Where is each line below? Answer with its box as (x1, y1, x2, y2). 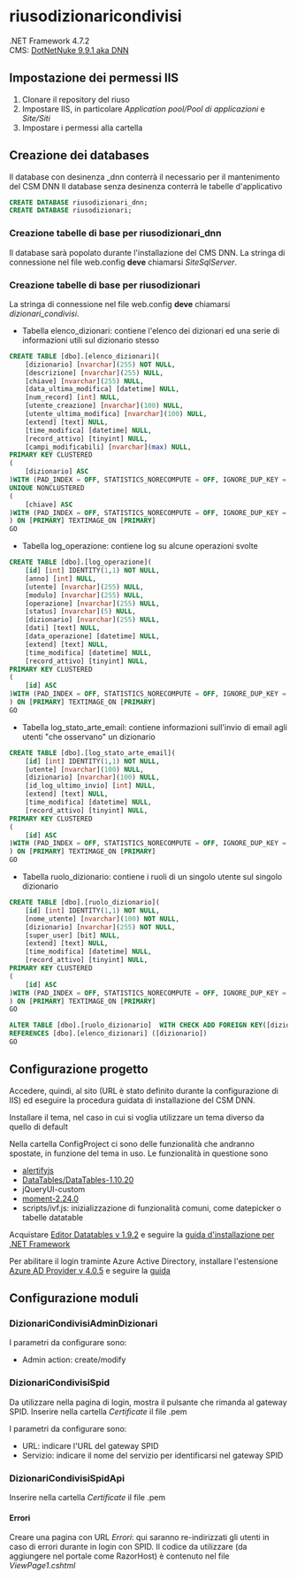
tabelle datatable (21, 1212, 84, 1222)
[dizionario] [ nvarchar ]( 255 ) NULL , (25, 615, 161, 625)
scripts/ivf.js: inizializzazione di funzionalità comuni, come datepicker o (21, 1202, 282, 1213)
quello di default (9, 1121, 69, 1132)
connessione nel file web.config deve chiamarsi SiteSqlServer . (9, 257, 237, 267)
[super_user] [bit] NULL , (25, 931, 121, 940)
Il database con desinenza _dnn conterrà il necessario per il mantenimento (9, 171, 280, 182)
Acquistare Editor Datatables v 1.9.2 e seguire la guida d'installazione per (9, 1229, 275, 1240)
